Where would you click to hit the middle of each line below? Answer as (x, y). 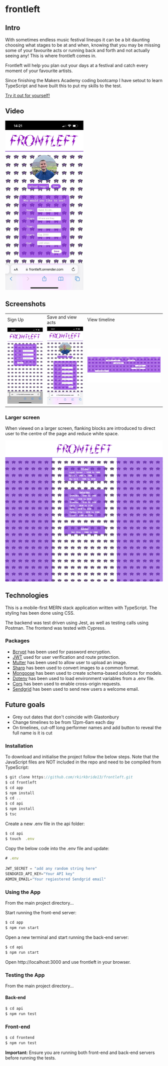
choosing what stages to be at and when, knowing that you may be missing (83, 45)
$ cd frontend (20, 1038)
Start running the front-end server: (41, 913)
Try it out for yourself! (27, 95)
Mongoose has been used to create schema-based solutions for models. (87, 673)
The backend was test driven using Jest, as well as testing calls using (77, 623)
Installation (19, 746)
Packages (17, 641)
